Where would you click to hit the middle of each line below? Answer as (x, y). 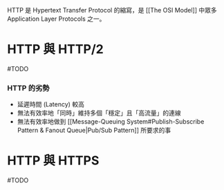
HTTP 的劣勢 (28, 88)
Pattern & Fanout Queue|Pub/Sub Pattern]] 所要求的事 (94, 131)
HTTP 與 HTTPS (53, 161)
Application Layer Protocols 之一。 (56, 19)
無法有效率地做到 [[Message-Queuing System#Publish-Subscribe (111, 122)
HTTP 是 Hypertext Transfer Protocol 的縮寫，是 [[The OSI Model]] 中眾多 (112, 10)
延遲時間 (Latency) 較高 (51, 104)
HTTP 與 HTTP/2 (55, 49)
